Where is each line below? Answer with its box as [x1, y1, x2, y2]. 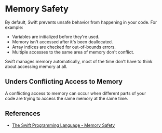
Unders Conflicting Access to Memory [5, 78, 123, 86]
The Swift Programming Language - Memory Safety [12, 122, 115, 128]
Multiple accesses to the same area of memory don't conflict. [12, 49, 135, 55]
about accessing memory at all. [5, 64, 67, 69]
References [5, 109, 40, 118]
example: [5, 24, 23, 30]
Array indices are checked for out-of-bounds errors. [12, 44, 116, 50]
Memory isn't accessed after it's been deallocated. [12, 39, 113, 44]
